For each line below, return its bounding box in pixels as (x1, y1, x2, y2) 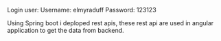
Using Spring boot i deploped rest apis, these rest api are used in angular (7, 19, 214, 27)
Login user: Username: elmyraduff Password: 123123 (7, 6, 156, 14)
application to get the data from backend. (7, 27, 125, 34)
